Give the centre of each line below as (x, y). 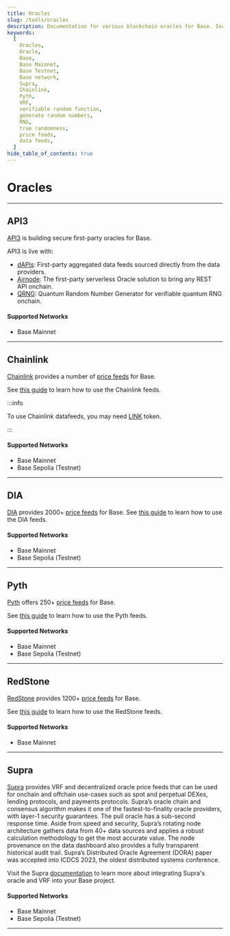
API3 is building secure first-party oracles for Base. (79, 238)
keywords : (21, 33)
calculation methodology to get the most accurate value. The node (101, 838)
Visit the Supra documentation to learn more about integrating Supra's (106, 873)
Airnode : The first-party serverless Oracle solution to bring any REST (114, 279)
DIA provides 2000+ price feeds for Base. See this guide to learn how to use (115, 512)
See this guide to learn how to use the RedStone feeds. (85, 711)
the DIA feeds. (27, 519)
